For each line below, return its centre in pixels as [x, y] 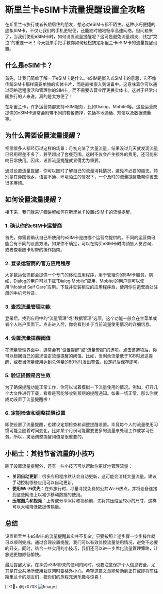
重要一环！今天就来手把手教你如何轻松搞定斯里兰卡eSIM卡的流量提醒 [84, 42]
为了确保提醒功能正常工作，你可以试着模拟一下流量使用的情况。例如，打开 [79, 387]
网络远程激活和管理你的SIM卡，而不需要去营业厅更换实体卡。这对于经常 [81, 90]
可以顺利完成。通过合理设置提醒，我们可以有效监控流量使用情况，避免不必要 [81, 542]
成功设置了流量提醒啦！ [28, 399]
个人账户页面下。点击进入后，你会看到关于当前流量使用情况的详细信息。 [81, 324]
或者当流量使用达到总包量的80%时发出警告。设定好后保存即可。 [78, 362]
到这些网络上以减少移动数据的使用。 [48, 494]
